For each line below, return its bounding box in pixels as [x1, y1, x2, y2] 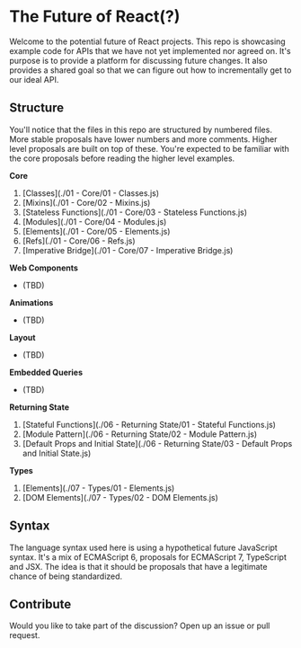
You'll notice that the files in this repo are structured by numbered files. [9, 124, 272, 135]
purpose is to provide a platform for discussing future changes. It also [9, 55, 268, 66]
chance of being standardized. [9, 571, 123, 581]
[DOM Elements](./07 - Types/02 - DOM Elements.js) [22, 492, 218, 502]
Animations [9, 297, 54, 307]
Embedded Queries [9, 367, 84, 377]
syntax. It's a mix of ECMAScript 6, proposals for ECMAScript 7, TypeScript [9, 551, 288, 563]
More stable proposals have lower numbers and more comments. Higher [9, 133, 278, 145]
